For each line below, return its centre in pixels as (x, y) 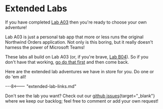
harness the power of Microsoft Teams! (45, 47)
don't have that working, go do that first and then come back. (67, 62)
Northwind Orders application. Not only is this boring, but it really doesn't (79, 42)
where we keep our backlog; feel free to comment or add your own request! (82, 101)
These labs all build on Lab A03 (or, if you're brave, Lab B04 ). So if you (77, 56)
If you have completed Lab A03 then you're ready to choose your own (76, 22)
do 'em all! (15, 77)
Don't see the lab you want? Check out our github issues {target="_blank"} (80, 96)
